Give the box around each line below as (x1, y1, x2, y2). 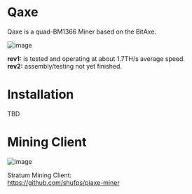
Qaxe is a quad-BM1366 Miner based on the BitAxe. (7, 27, 156, 36)
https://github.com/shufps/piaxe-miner (7, 178, 121, 186)
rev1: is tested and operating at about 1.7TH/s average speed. (7, 54, 186, 63)
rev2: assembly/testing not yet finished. (7, 62, 123, 70)
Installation (7, 87, 74, 102)
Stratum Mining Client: (7, 171, 72, 179)
